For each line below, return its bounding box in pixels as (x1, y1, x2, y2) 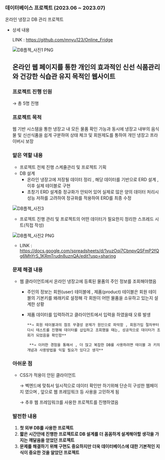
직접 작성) (25, 222, 44, 228)
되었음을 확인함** (36, 333, 66, 338)
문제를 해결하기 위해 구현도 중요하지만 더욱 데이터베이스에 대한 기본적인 (19, 443, 155, 450)
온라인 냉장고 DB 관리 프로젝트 (5, 16, 64, 23)
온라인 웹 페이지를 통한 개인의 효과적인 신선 (12, 63, 135, 71)
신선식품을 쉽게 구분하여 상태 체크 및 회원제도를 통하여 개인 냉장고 (23, 132, 149, 138)
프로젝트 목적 (12, 114, 42, 120)
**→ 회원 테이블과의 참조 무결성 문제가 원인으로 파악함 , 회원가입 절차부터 (27, 322, 159, 327)
